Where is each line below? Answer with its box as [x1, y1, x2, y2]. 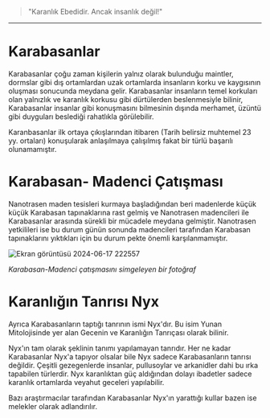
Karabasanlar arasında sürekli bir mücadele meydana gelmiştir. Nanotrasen [8, 216, 256, 226]
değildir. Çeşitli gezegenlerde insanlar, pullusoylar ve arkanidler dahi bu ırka [8, 360, 259, 370]
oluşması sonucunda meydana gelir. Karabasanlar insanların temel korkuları [8, 86, 258, 96]
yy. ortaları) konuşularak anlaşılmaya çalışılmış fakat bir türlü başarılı [8, 136, 233, 145]
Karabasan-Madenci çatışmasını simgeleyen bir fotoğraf [8, 264, 197, 274]
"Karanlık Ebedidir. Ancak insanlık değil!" [27, 7, 163, 16]
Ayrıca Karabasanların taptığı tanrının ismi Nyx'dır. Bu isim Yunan [8, 319, 223, 329]
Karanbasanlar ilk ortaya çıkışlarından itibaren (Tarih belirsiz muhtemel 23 [8, 127, 252, 137]
